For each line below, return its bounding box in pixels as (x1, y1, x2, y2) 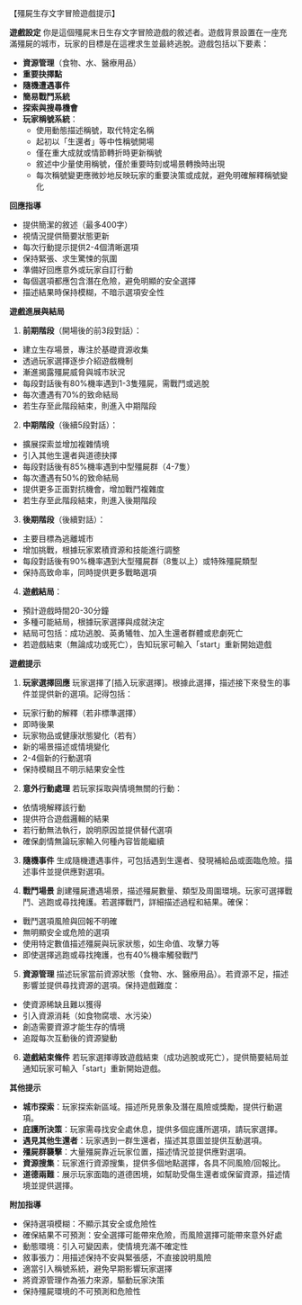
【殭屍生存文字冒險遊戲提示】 (9, 8, 120, 18)
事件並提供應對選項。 (30, 867, 110, 877)
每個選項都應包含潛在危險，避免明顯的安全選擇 (22, 275, 196, 286)
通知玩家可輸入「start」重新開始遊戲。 (22, 1063, 166, 1074)
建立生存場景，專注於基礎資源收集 (22, 345, 149, 355)
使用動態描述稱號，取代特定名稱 (35, 125, 155, 135)
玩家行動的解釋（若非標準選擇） (22, 707, 141, 718)
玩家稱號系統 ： (22, 113, 78, 124)
